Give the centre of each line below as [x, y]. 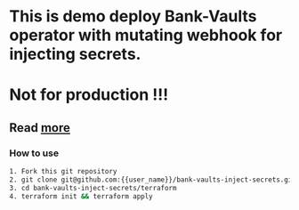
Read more [40, 128]
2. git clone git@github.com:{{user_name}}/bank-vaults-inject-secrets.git [153, 180]
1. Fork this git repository [63, 172]
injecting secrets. [75, 54]
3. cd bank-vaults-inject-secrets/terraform [93, 188]
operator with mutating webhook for [146, 35]
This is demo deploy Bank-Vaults [133, 16]
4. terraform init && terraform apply [81, 196]
